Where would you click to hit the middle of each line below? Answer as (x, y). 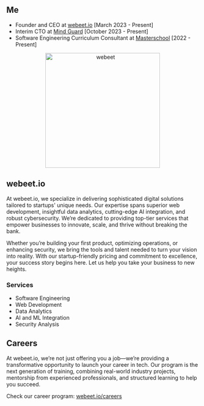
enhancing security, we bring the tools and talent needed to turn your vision (102, 249)
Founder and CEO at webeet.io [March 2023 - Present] (84, 24)
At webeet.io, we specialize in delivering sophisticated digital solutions (95, 198)
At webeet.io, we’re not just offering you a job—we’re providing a (88, 358)
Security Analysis (37, 324)
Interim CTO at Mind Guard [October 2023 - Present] (82, 31)
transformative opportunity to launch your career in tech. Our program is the (102, 364)
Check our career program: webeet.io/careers (64, 396)
